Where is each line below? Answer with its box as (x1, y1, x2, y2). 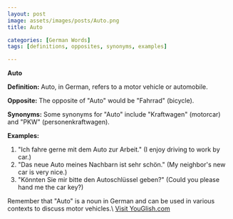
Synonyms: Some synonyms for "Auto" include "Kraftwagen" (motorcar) (7, 110, 221, 119)
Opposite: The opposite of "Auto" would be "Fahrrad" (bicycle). (7, 97, 195, 105)
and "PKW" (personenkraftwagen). (7, 118, 110, 127)
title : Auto (7, 23, 43, 31)
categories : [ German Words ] (7, 36, 91, 43)
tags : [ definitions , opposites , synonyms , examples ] (7, 43, 167, 50)
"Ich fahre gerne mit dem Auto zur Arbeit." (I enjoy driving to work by (17, 145, 221, 154)
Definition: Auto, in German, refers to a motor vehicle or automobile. (7, 82, 208, 91)
